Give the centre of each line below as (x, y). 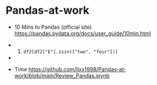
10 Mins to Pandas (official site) (53, 27)
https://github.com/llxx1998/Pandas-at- (78, 69)
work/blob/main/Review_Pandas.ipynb (62, 75)
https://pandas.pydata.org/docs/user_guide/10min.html (82, 33)
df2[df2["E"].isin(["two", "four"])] (71, 51)
